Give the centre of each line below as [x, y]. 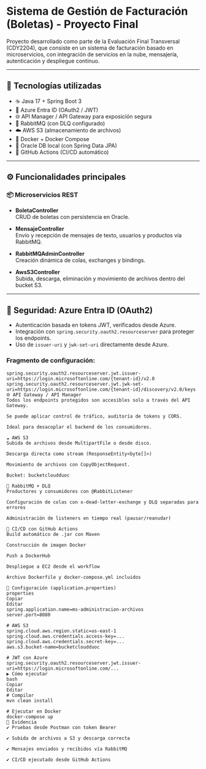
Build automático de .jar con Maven [53, 534]
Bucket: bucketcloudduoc [38, 475]
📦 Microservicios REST [42, 195]
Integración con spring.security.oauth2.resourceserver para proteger [105, 332]
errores [16, 507]
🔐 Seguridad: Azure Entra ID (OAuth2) [80, 310]
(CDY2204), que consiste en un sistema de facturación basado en [90, 48]
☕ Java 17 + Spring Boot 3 [48, 101]
